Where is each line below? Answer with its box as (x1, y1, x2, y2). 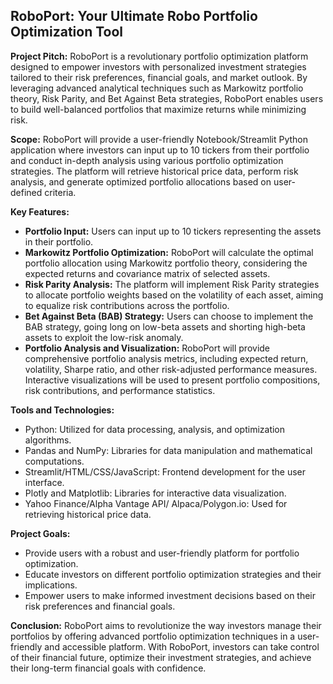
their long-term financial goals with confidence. (10, 662, 207, 674)
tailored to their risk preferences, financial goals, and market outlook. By (10, 71, 308, 83)
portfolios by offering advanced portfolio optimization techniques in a (10, 630, 296, 642)
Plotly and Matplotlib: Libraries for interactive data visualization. (24, 487, 287, 499)
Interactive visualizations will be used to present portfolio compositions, (24, 374, 321, 386)
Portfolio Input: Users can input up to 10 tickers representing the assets (24, 225, 322, 237)
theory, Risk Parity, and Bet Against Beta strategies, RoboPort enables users (10, 92, 324, 104)
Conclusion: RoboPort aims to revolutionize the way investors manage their (10, 619, 322, 631)
